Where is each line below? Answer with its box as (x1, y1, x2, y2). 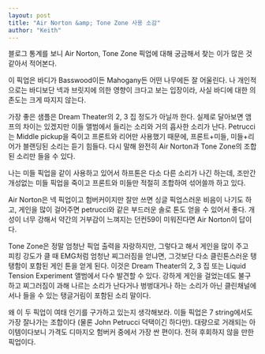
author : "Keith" (8, 26, 62, 34)
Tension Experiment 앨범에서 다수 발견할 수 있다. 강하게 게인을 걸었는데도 (8, 271, 237, 281)
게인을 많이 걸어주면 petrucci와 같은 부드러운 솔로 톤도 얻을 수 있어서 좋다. (18, 205, 247, 214)
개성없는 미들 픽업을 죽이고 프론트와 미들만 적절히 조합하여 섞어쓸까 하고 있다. (8, 179, 246, 188)
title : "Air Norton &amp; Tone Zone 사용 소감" (8, 19, 161, 27)
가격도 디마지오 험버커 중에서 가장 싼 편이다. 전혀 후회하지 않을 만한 (48, 327, 255, 337)
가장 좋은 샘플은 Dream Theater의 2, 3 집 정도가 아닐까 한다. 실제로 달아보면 (8, 112, 244, 122)
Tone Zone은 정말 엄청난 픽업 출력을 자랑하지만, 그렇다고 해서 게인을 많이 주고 (8, 242, 249, 251)
